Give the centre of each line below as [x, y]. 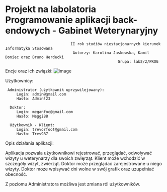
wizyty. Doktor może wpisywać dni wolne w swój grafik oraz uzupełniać [80, 169]
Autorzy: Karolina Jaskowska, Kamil [111, 53]
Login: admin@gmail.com [41, 94]
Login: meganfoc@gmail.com [45, 112]
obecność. [16, 174]
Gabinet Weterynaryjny [108, 31]
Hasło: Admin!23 [33, 99]
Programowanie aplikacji [58, 20]
